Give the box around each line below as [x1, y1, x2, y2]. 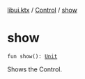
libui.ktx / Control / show [7, 6, 78, 14]
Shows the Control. [7, 65, 63, 73]
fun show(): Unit [7, 53, 58, 60]
